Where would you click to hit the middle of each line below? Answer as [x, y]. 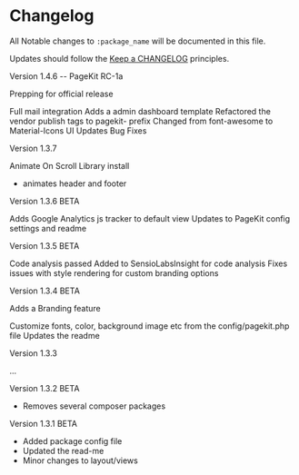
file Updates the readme [55, 335]
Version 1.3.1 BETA [43, 423]
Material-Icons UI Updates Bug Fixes [78, 130]
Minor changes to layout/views [80, 460]
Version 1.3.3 [33, 353]
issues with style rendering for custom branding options [114, 272]
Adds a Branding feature [55, 308]
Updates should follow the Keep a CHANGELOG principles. [120, 58]
